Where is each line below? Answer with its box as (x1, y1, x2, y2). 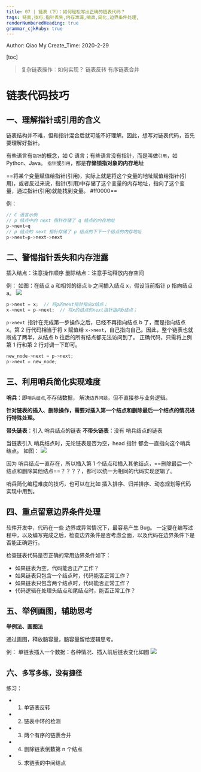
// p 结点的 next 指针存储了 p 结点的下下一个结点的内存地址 (6, 228, 142, 234)
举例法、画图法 (6, 623, 43, 630)
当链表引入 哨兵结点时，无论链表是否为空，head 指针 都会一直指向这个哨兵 (6, 439, 191, 447)
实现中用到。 (6, 487, 38, 494)
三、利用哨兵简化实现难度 (6, 377, 100, 387)
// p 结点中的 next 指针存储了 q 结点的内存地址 (6, 218, 115, 224)
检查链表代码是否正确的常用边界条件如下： (6, 551, 111, 559)
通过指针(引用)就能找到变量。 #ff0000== (16, 187, 118, 195)
